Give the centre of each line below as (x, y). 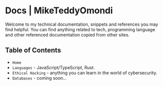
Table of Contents (33, 50)
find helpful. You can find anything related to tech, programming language (80, 29)
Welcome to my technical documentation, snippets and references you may (82, 24)
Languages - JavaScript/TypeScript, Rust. (53, 67)
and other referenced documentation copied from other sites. (67, 35)
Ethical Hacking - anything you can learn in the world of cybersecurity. (85, 73)
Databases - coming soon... (39, 78)
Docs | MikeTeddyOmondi (59, 11)
